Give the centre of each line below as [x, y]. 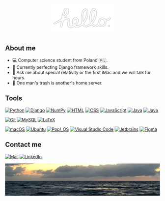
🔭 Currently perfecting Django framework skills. [60, 67]
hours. [19, 78]
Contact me [23, 145]
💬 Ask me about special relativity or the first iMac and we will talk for [82, 72]
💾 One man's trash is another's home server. [57, 83]
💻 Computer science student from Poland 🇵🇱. [60, 60]
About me [20, 48]
